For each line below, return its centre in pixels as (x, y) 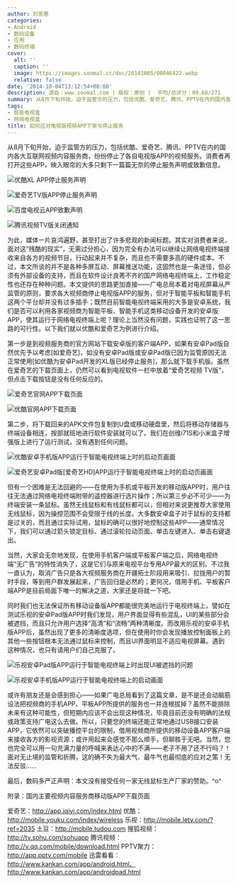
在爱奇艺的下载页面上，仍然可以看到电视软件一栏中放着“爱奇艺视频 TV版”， (118, 370)
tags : (15, 106)
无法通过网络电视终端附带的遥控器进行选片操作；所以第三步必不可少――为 (122, 496)
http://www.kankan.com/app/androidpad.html (74, 872)
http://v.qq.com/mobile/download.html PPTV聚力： (82, 846)
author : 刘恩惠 (28, 14)
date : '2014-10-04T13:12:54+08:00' (60, 86)
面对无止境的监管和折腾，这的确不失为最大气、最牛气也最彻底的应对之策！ (116, 757)
